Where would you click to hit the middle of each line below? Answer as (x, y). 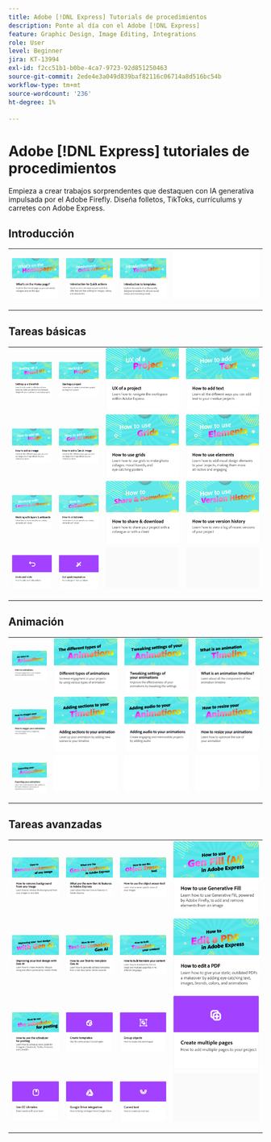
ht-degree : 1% (32, 102)
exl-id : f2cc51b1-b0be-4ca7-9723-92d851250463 (88, 69)
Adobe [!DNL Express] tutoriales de (129, 151)
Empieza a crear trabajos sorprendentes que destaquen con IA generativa (131, 191)
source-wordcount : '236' (50, 94)
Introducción (42, 233)
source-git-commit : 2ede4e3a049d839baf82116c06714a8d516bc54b (115, 77)
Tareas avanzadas (55, 825)
